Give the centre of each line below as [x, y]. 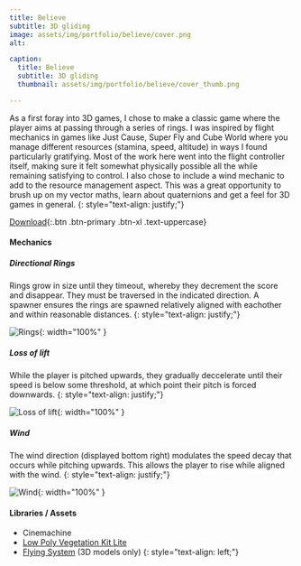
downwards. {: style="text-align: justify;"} [87, 394]
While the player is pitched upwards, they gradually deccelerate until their [146, 376]
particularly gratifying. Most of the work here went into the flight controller [147, 156]
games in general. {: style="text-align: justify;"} [97, 204]
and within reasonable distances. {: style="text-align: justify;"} [125, 315]
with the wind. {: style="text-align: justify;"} [90, 475]
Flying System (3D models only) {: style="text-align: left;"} [130, 552]
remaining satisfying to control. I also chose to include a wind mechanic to [147, 175]
